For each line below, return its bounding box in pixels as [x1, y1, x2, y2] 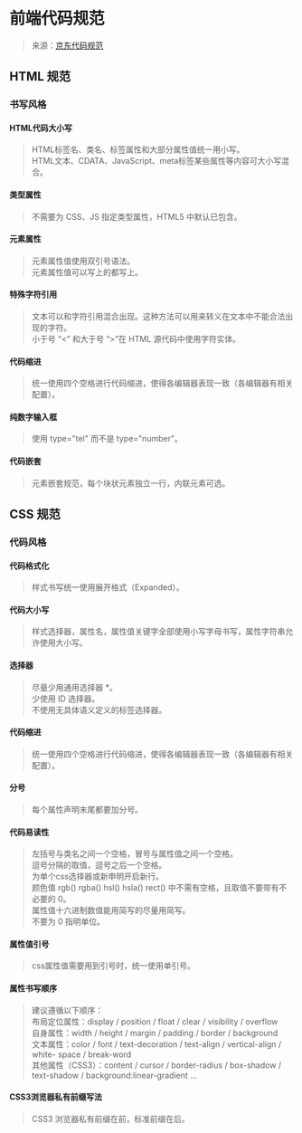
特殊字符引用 [9, 289, 57, 300]
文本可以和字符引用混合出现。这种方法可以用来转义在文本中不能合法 [31, 311, 286, 322]
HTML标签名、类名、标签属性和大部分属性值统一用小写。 [31, 144, 245, 155]
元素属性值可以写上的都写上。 [31, 266, 143, 277]
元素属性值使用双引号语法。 [31, 255, 136, 266]
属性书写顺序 [9, 983, 57, 994]
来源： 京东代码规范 [31, 40, 104, 51]
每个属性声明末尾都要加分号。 [31, 805, 143, 814]
